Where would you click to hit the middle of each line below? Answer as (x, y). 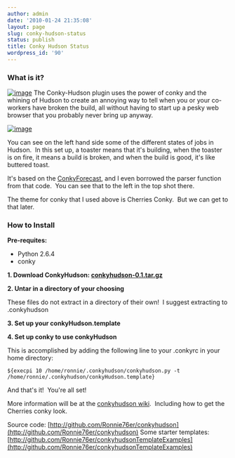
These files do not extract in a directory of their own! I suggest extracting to (117, 302)
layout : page (26, 27)
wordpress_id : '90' (36, 53)
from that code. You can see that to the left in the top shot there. (101, 186)
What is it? (26, 77)
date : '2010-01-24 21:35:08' (50, 20)
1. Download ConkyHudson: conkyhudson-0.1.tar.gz (85, 275)
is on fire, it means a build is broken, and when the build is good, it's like (111, 157)
